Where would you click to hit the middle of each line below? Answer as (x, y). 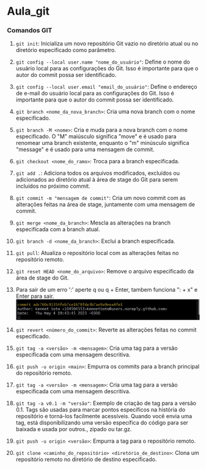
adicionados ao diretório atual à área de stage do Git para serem (97, 180)
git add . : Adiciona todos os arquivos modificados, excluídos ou (97, 173)
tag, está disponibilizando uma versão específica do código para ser (102, 423)
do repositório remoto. (44, 373)
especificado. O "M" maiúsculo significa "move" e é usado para (96, 136)
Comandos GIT (30, 31)
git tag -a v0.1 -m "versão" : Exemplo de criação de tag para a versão (106, 403)
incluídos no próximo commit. (53, 186)
